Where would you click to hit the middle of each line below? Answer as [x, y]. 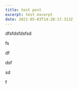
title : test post [23, 10]
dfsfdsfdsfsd [18, 34]
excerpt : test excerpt [29, 15]
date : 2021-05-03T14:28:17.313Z [39, 19]
